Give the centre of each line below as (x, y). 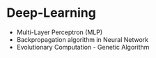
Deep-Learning (52, 13)
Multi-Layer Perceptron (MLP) (60, 32)
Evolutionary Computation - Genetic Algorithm (83, 47)
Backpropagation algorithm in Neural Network (83, 39)
